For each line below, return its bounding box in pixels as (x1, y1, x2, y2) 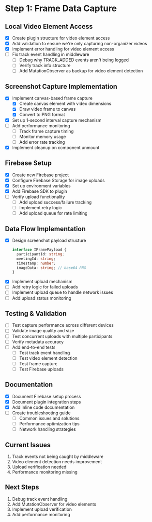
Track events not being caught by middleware (12, 454, 104, 459)
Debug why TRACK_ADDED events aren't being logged (19, 57, 129, 63)
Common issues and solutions (19, 416, 80, 421)
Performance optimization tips (19, 421, 80, 427)
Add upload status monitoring (12, 295, 72, 301)
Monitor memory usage (19, 134, 66, 139)
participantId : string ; (16, 252, 64, 256)
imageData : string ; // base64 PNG (16, 265, 86, 270)
